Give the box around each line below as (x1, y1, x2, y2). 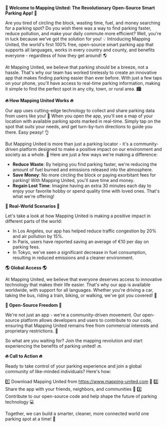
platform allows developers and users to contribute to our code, (21, 317, 152, 323)
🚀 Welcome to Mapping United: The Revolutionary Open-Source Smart (5, 5, 155, 11)
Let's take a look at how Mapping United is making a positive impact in (5, 213, 151, 219)
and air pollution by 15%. (12, 233, 64, 239)
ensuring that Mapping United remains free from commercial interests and (5, 322, 158, 328)
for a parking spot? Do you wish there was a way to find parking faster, (5, 25, 152, 31)
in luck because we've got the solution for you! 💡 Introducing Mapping (5, 36, 150, 42)
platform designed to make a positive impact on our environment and (19, 146, 162, 152)
